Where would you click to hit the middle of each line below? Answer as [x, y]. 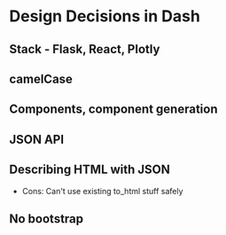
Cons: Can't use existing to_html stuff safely [102, 191]
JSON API [37, 139]
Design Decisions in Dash [105, 16]
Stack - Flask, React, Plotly [85, 49]
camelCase [41, 78]
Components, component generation [113, 110]
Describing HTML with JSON [90, 170]
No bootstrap [47, 219]
